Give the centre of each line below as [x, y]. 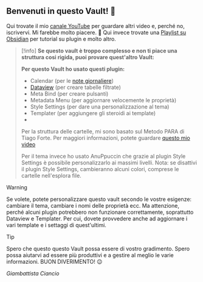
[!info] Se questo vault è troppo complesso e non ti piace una [99, 51]
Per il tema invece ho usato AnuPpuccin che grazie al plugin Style [103, 156]
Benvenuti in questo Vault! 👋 [61, 11]
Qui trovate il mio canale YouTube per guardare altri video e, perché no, [96, 26]
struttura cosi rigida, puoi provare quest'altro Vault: [88, 57]
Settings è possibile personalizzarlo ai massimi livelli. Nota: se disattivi [109, 163]
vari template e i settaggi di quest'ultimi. [56, 225]
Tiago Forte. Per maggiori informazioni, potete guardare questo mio [105, 138]
